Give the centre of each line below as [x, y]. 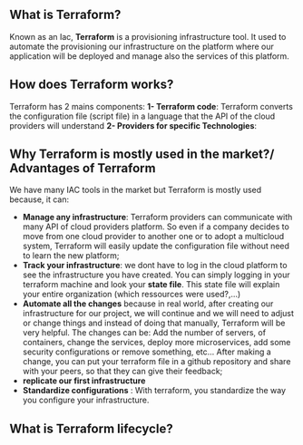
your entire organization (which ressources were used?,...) [132, 295]
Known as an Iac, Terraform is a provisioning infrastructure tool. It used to [148, 36]
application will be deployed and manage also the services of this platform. [150, 56]
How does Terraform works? [92, 85]
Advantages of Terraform [83, 168]
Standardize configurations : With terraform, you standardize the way [154, 391]
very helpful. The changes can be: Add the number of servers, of [144, 333]
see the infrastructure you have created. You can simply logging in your [156, 275]
